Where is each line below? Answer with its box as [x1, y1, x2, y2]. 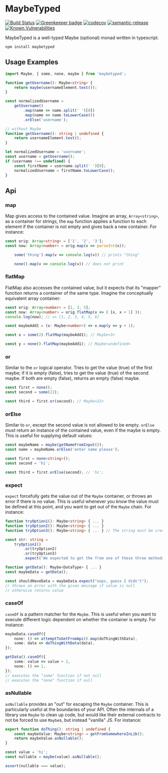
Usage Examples [5, 58, 58, 67]
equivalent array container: [5, 295, 61, 301]
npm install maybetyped [5, 44, 55, 49]
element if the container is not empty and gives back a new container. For [5, 224, 157, 230]
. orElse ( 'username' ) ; [23, 117, 68, 122]
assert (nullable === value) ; [5, 763, 66, 768]
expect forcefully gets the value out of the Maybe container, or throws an [5, 493, 152, 499]
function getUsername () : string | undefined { [5, 131, 104, 136]
